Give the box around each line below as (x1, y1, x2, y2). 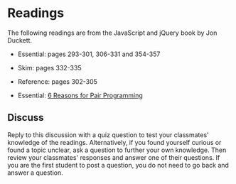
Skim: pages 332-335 (17, 63, 82, 72)
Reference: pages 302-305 (17, 77, 98, 86)
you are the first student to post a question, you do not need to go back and (7, 161, 230, 169)
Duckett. (7, 36, 33, 44)
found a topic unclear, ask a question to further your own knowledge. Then (7, 146, 227, 154)
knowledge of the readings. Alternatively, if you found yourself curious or (7, 138, 222, 146)
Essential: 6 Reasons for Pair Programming (17, 91, 144, 99)
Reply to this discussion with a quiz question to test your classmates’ (7, 130, 209, 139)
